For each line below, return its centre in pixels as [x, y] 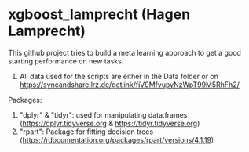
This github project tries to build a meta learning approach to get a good [125, 52]
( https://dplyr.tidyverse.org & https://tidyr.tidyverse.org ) [110, 123]
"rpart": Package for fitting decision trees [86, 132]
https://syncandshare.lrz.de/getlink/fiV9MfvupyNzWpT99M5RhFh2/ [129, 85]
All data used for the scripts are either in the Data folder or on [119, 76]
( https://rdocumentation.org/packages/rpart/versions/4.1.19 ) [117, 139]
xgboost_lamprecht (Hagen [99, 14]
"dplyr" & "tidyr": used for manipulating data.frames [103, 114]
